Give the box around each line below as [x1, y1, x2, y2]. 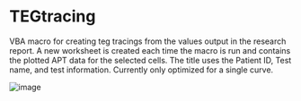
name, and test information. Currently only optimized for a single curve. [9, 64, 274, 75]
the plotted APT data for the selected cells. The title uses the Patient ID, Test [9, 55, 292, 65]
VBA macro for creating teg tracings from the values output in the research [9, 36, 287, 46]
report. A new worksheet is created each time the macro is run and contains [9, 45, 291, 55]
